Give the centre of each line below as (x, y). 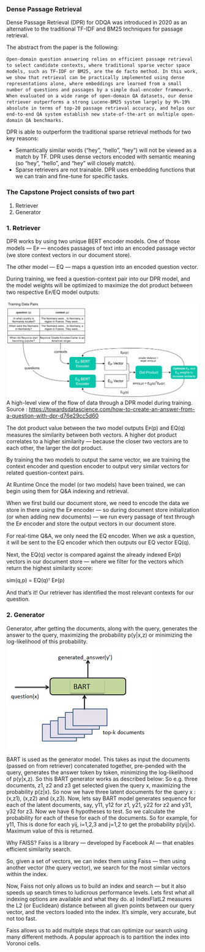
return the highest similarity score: (50, 568)
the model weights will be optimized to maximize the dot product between (99, 285)
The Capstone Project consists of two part (70, 192)
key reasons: (22, 138)
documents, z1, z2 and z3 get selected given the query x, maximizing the (99, 785)
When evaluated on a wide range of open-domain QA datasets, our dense (99, 96)
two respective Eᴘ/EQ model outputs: (53, 292)
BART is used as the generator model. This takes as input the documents (98, 759)
